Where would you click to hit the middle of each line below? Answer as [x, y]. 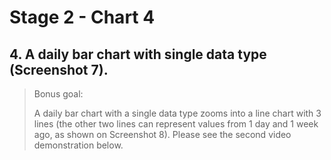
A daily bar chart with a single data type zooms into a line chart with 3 [177, 113]
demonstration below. [78, 145]
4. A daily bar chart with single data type [138, 54]
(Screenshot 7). [59, 69]
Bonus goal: [58, 94]
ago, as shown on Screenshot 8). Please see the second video [162, 134]
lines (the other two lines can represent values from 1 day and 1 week [176, 124]
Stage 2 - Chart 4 [82, 17]
